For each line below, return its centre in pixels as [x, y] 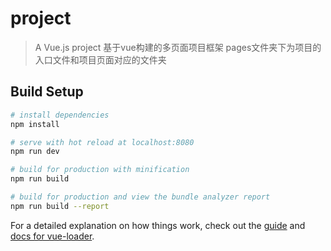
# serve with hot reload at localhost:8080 [102, 142]
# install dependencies [60, 115]
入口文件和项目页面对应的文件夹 [100, 59]
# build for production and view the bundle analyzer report [140, 197]
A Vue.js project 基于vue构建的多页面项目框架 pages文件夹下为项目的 [178, 47]
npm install [35, 124]
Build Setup [47, 92]
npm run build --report [60, 206]
